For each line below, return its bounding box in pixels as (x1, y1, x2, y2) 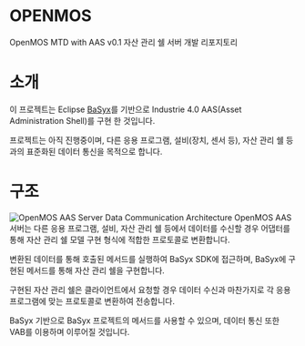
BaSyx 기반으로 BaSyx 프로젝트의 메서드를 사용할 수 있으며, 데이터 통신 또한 (9, 315, 280, 326)
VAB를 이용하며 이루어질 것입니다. (9, 326, 130, 337)
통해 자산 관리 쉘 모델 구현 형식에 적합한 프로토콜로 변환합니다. (9, 234, 230, 245)
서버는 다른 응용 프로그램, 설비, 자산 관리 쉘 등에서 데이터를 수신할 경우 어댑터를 (9, 222, 291, 233)
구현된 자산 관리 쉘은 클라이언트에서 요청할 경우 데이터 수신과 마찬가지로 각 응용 (9, 284, 291, 295)
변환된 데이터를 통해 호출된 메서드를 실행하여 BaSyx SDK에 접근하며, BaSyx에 (9, 253, 287, 264)
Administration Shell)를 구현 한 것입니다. (9, 115, 156, 126)
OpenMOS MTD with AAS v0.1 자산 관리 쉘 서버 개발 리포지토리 (9, 36, 239, 47)
